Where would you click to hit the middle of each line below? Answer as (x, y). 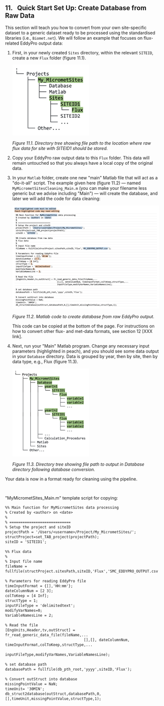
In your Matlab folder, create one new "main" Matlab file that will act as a (85, 177)
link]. (17, 336)
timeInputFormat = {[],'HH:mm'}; (39, 586)
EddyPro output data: (42, 43)
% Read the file (21, 625)
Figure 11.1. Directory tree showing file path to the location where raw (82, 143)
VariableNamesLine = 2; (29, 616)
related (12, 43)
